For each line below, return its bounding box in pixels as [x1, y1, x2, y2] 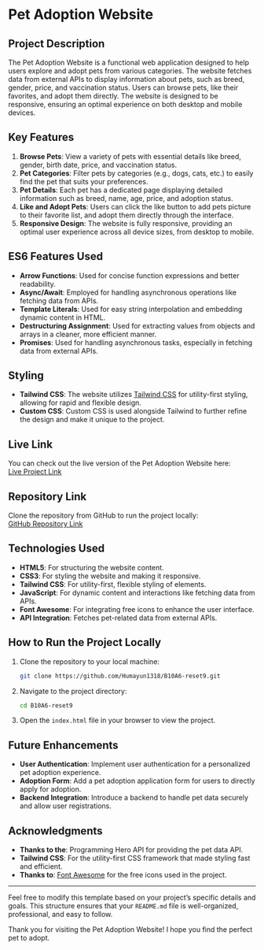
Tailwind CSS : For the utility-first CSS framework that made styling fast [19, 853, 251, 863]
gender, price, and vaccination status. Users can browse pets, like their [8, 83, 239, 92]
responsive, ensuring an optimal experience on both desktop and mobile [8, 100, 243, 109]
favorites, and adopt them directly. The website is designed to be [8, 91, 218, 100]
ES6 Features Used [8, 250, 104, 263]
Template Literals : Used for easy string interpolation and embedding [19, 304, 243, 314]
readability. [19, 279, 57, 288]
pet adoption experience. [19, 768, 101, 777]
